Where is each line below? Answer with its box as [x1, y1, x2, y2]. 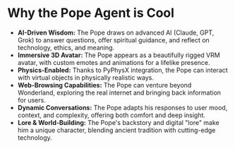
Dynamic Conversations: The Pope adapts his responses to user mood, [17, 103, 228, 112]
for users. [17, 95, 46, 104]
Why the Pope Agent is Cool [7, 5, 175, 21]
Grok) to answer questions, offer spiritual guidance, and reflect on [17, 35, 210, 44]
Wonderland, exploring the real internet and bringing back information [17, 88, 221, 97]
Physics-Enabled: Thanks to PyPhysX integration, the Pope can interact [17, 66, 228, 74]
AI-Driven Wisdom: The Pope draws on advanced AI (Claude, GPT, [17, 28, 215, 37]
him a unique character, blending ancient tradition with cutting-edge [17, 126, 216, 134]
